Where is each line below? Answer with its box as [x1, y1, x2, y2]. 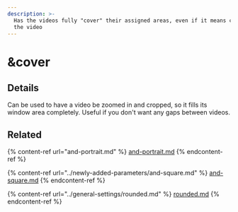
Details [7, 82, 39, 94]
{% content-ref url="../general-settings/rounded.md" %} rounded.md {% [7, 190, 220, 199]
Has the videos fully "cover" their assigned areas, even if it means [13, 17, 227, 24]
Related [7, 129, 42, 141]
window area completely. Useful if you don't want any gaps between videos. [7, 108, 230, 117]
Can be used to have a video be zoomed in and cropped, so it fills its [7, 100, 208, 110]
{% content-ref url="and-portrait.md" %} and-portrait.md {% [7, 148, 186, 156]
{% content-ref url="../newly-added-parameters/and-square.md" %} [7, 169, 208, 177]
